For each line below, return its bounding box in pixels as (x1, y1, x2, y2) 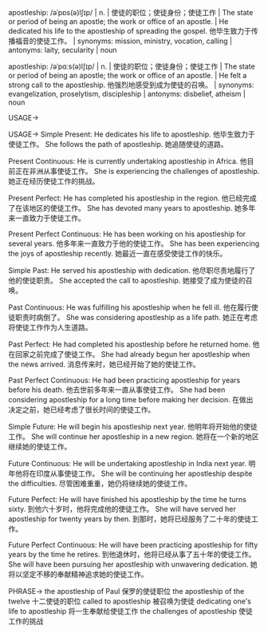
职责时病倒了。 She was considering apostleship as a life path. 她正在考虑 (14, 313, 258, 322)
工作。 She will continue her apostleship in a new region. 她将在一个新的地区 (8, 432, 259, 441)
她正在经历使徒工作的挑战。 (8, 176, 100, 186)
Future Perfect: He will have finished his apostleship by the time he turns (8, 495, 247, 504)
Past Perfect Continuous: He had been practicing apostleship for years (8, 375, 241, 385)
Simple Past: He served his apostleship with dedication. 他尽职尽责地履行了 (8, 266, 256, 275)
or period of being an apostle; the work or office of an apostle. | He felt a (8, 71, 247, 80)
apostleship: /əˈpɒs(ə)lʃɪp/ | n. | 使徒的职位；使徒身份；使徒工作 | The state (8, 8, 254, 17)
